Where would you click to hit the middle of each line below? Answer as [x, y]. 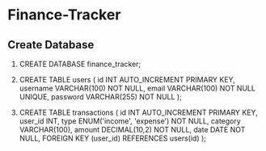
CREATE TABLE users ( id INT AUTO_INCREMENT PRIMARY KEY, [127, 80]
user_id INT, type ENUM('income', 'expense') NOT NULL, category [130, 121]
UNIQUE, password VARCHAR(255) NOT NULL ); [101, 97]
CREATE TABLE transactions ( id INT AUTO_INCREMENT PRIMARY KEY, [138, 112]
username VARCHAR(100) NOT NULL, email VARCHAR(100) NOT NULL [137, 88]
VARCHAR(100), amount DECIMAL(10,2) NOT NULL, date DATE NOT [132, 130]
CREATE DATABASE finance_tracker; [80, 64]
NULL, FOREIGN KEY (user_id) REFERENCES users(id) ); [113, 138]
